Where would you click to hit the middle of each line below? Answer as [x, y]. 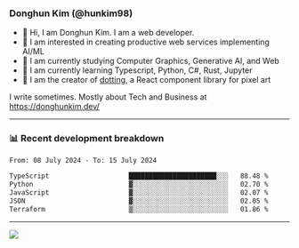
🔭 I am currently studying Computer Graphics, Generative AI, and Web [151, 61]
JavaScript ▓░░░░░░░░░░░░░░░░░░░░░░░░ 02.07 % [139, 193]
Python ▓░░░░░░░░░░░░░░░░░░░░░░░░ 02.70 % [139, 185]
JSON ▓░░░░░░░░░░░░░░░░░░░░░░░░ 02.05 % [139, 201]
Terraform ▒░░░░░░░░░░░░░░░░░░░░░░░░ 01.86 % [139, 209]
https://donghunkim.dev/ [55, 107]
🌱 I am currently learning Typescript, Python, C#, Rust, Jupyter [137, 70]
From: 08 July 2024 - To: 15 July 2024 [83, 160]
